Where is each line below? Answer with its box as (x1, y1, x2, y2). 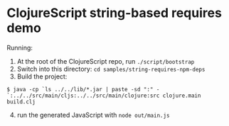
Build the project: (16, 72, 68, 81)
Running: (6, 43, 33, 52)
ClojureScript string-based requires (6, 5, 222, 21)
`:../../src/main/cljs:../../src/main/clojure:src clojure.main (6, 92, 201, 99)
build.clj (6, 98, 36, 105)
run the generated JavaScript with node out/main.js (16, 110, 170, 119)
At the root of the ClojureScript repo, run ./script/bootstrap (16, 57, 195, 65)
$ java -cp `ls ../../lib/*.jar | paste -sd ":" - (6, 86, 160, 93)
